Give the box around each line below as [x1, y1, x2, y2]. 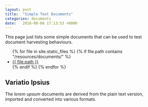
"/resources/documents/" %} [12, 54, 71, 60]
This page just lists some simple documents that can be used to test [5, 34, 142, 40]
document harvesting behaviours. [5, 39, 73, 45]
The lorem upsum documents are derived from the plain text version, [5, 91, 144, 97]
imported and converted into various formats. [5, 96, 97, 102]
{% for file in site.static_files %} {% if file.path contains [12, 49, 123, 54]
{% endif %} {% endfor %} [12, 64, 66, 70]
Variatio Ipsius [5, 78, 50, 87]
